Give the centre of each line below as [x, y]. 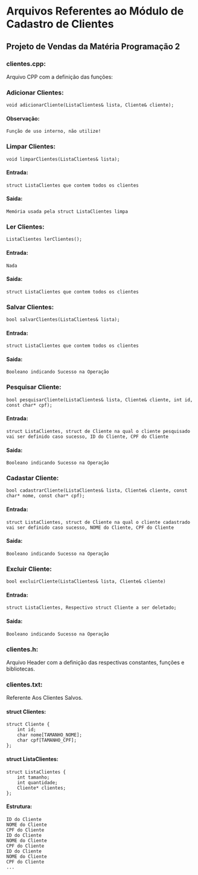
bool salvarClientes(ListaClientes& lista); [63, 320]
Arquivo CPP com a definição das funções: [60, 76]
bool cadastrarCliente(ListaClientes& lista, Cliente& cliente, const [97, 491]
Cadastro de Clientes [60, 24]
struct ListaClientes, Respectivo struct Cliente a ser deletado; [91, 608]
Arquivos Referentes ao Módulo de [95, 11]
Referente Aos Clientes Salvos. [45, 698]
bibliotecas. [21, 669]
